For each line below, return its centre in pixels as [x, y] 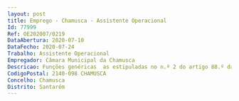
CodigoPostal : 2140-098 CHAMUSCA [57, 73]
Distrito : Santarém [36, 87]
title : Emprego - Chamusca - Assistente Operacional [87, 21]
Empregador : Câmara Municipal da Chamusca [71, 60]
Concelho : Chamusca [36, 80]
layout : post [27, 14]
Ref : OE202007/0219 [36, 34]
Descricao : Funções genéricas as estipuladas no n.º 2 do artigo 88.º [116, 67]
